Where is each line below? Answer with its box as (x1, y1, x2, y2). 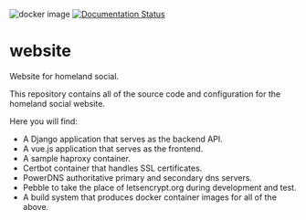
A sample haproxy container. (22, 152, 131, 163)
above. (22, 201, 49, 212)
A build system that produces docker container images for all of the (22, 192, 277, 203)
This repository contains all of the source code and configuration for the (9, 88, 281, 100)
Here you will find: (9, 115, 78, 127)
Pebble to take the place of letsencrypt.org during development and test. (22, 182, 297, 193)
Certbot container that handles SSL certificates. (22, 162, 203, 173)
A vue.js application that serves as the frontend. (22, 142, 204, 154)
